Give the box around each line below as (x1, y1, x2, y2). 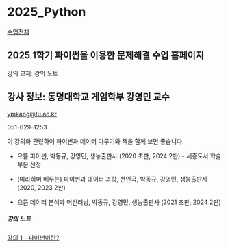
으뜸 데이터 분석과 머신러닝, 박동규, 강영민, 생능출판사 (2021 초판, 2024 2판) (16, 198, 221, 206)
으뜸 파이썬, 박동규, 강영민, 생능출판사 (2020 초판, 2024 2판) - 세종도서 (16, 151, 209, 160)
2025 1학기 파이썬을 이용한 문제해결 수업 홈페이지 (7, 49, 204, 62)
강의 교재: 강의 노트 (7, 69, 58, 77)
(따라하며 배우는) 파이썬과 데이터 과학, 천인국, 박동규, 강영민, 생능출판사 (16, 175, 208, 183)
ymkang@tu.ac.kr (7, 110, 57, 118)
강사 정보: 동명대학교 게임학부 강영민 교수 (7, 91, 170, 103)
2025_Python (7, 4, 86, 20)
